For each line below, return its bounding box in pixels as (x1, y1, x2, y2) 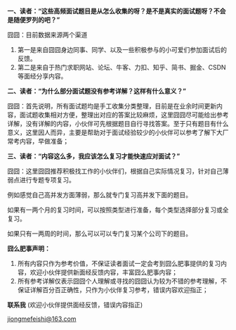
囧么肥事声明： (7, 244, 51, 253)
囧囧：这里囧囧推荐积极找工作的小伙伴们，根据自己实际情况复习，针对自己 (7, 167, 223, 175)
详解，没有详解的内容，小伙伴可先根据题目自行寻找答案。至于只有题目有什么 (7, 120, 229, 127)
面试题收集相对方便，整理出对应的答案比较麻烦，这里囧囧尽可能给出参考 (19, 110, 229, 119)
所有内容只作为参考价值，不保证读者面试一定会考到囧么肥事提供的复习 (17, 260, 221, 267)
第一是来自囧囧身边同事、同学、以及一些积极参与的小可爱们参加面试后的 (17, 46, 227, 53)
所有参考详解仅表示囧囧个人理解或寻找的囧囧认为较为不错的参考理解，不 (17, 277, 227, 285)
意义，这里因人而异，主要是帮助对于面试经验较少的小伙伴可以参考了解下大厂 (7, 128, 229, 137)
